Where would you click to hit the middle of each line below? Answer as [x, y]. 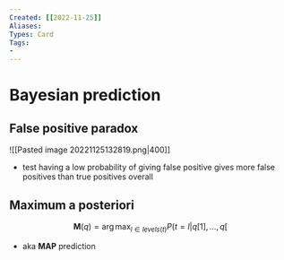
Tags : [19, 43]
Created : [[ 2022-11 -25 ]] [56, 17]
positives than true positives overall [88, 177]
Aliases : [26, 26]
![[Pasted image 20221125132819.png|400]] [90, 150]
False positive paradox [74, 128]
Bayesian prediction [85, 95]
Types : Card [31, 34]
